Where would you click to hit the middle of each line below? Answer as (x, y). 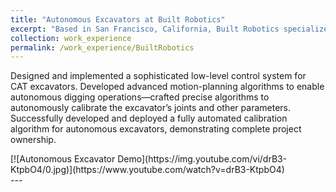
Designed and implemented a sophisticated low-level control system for (158, 76)
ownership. (33, 140)
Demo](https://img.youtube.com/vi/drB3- (202, 159)
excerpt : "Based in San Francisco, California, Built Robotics (145, 29)
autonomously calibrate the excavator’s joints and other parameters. (150, 108)
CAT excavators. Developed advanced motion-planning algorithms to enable (167, 87)
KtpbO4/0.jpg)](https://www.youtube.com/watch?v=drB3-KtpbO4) (147, 170)
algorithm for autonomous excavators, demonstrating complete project (156, 129)
